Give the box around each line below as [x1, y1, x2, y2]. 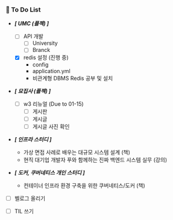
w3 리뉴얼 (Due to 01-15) [23, 100, 84, 108]
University [32, 39, 58, 47]
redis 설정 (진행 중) [23, 54, 69, 61]
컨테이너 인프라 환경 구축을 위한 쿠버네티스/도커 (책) [23, 181, 145, 189]
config [32, 60, 49, 68]
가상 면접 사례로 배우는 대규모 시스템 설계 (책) [23, 148, 131, 156]
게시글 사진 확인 [32, 123, 70, 130]
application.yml [32, 67, 71, 74]
